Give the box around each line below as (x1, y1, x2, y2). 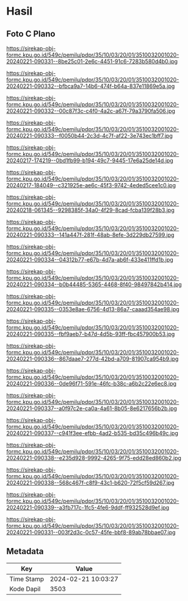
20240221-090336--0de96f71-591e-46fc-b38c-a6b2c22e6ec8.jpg (6, 380, 177, 387)
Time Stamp (9, 575, 45, 583)
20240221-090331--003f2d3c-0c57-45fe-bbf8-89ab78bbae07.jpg (6, 529, 176, 536)
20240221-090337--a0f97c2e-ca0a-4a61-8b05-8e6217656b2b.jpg (6, 405, 177, 412)
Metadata (6, 546, 44, 556)
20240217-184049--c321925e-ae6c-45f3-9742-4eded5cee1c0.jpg (6, 182, 176, 189)
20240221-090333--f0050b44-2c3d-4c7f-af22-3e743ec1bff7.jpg (6, 132, 173, 139)
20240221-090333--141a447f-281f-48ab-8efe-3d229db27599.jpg (6, 231, 175, 239)
